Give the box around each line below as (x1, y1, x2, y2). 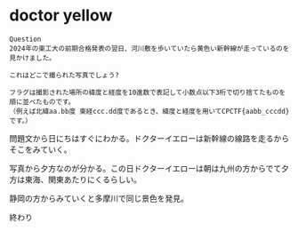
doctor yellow (9, 5, 113, 26)
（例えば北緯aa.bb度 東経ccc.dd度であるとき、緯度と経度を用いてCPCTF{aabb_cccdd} (9, 107, 290, 115)
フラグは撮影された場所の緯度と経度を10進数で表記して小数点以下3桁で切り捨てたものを (9, 88, 286, 97)
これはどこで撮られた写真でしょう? (9, 70, 120, 80)
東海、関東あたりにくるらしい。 (24, 174, 142, 185)
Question (9, 35, 42, 44)
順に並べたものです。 (9, 97, 76, 107)
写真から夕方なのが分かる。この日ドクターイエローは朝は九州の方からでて (9, 163, 282, 173)
